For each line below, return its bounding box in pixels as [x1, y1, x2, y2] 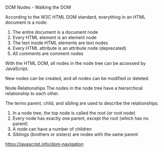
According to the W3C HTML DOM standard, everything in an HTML [5, 14, 146, 20]
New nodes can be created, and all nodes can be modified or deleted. [5, 75, 149, 81]
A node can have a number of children [12, 126, 92, 132]
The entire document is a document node [12, 29, 98, 35]
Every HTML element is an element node [12, 35, 97, 40]
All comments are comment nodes [12, 50, 84, 56]
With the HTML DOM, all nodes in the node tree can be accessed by [5, 60, 146, 66]
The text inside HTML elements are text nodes [12, 40, 108, 46]
